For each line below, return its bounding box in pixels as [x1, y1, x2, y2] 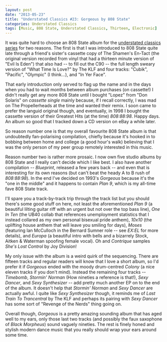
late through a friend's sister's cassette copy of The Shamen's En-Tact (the [5, 51, 160, 57]
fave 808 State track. [5, 186, 48, 192]
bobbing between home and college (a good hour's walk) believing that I [5, 139, 155, 145]
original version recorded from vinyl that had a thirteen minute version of [5, 56, 155, 62]
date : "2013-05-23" [5, 12, 46, 17]
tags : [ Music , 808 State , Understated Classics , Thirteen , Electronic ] [5, 26, 157, 31]
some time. [5, 332, 28, 338]
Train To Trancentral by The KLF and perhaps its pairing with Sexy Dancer [5, 296, 158, 302]
